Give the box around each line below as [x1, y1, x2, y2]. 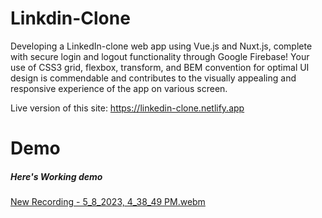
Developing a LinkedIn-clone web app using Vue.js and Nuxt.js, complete [10, 40, 313, 52]
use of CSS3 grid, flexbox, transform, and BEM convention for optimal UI [10, 61, 310, 73]
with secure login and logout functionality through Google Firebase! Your [10, 50, 310, 62]
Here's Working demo [10, 170, 103, 182]
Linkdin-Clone [10, 7, 131, 30]
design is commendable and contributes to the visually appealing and [10, 72, 297, 84]
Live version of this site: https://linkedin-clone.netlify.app [10, 102, 245, 114]
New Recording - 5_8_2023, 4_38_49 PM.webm [10, 196, 206, 208]
